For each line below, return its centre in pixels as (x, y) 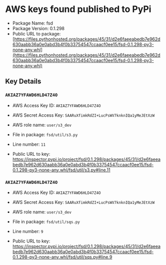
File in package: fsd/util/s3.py (45, 134)
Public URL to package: (36, 34)
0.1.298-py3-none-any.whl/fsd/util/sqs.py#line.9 (62, 257)
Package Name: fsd (33, 23)
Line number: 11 (29, 144)
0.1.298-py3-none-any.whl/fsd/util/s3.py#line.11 (61, 170)
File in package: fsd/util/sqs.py (46, 221)
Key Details (23, 81)
